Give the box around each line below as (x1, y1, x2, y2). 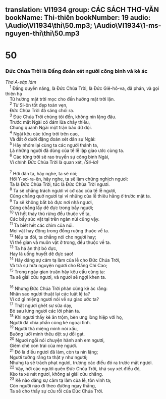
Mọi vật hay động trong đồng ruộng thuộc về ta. (10, 228, 109, 234)
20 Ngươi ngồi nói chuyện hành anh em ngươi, (10, 336, 105, 343)
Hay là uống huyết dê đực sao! (10, 251, 73, 257)
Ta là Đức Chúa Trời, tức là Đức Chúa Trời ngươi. (10, 181, 110, 187)
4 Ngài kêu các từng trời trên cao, (10, 130, 79, 137)
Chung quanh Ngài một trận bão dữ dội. (10, 124, 92, 130)
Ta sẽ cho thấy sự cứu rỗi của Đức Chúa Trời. (10, 388, 103, 394)
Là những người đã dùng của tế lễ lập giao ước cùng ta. (10, 147, 125, 154)
